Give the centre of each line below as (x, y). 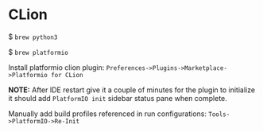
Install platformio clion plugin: (56, 67)
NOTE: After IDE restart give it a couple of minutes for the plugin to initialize (132, 90)
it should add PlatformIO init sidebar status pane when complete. (118, 98)
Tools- (219, 114)
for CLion (67, 75)
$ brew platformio (39, 52)
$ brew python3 (33, 37)
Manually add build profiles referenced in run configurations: (108, 114)
